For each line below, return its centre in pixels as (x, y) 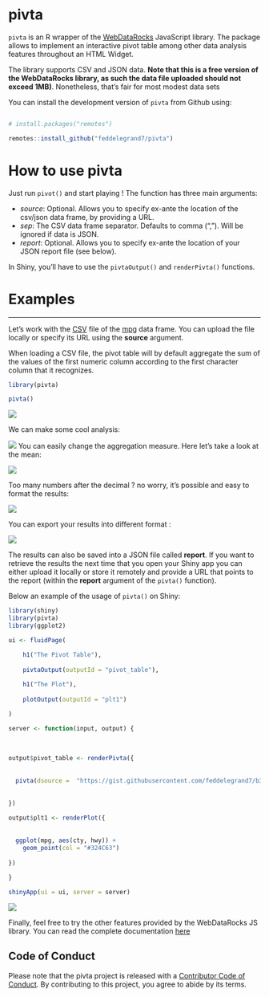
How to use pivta (65, 171)
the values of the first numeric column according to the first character (123, 361)
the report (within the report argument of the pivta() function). (112, 580)
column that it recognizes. (51, 370)
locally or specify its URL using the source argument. (96, 337)
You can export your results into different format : (90, 524)
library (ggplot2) (37, 626)
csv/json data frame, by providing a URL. (87, 217)
